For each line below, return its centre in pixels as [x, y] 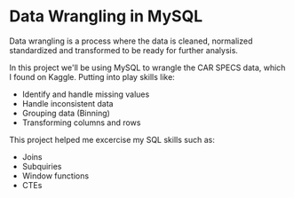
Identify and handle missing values [86, 94]
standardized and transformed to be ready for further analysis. [123, 50]
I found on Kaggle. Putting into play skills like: [92, 76]
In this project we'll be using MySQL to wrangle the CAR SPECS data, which [147, 67]
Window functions [56, 176]
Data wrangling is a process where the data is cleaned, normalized [131, 41]
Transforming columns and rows [81, 123]
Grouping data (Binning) [66, 113]
